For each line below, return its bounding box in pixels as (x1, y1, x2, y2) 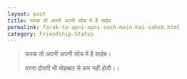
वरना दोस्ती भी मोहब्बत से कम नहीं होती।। (24, 64, 120, 73)
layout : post (7, 10, 46, 18)
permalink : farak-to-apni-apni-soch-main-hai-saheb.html (7, 23, 181, 31)
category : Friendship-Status (7, 30, 94, 38)
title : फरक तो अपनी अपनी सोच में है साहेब (7, 17, 111, 24)
